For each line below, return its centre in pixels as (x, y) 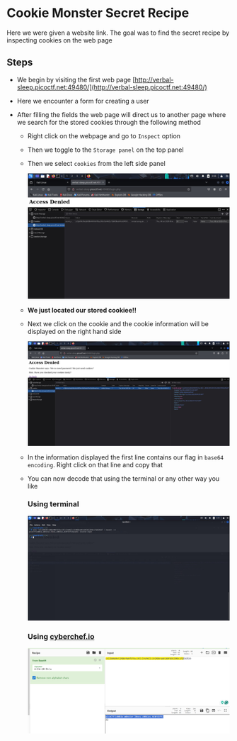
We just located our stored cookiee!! (82, 310)
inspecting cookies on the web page (59, 40)
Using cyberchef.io (61, 636)
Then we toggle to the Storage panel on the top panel (106, 150)
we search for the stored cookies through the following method (109, 122)
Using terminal (53, 504)
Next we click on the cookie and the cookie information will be (118, 323)
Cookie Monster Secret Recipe (98, 13)
